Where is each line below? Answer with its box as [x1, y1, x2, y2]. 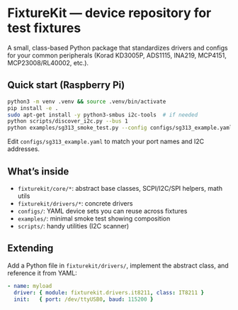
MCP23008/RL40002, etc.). [7, 58, 89, 67]
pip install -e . [7, 104, 59, 111]
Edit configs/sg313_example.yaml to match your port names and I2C [7, 137, 205, 146]
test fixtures [7, 20, 81, 36]
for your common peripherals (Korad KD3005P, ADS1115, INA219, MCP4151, [7, 51, 227, 60]
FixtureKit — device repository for [7, 5, 212, 21]
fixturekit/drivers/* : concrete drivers [17, 199, 133, 207]
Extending [7, 243, 54, 255]
